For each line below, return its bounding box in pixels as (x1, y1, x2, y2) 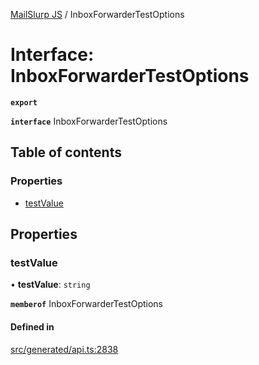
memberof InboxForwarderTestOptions (10, 298, 163, 310)
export (10, 97, 38, 108)
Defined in (10, 320, 55, 333)
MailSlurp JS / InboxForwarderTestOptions (10, 9, 185, 20)
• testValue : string (10, 279, 91, 291)
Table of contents (10, 144, 122, 161)
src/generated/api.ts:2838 (10, 343, 119, 355)
